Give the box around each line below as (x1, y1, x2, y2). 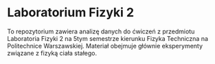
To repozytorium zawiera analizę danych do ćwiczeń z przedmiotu (7, 27, 195, 35)
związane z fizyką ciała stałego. (7, 49, 98, 57)
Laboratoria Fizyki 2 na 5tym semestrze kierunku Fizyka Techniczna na (7, 34, 208, 42)
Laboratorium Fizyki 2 (7, 5, 135, 20)
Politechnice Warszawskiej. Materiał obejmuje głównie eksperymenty (7, 42, 203, 50)
